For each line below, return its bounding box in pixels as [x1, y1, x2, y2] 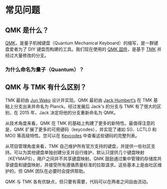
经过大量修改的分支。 [5, 53, 49, 58]
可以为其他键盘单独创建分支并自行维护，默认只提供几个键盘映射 [13, 149, 145, 155]
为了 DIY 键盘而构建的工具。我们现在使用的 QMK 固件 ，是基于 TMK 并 [18, 46, 162, 52]
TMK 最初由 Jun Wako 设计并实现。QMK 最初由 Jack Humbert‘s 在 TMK [5, 97, 153, 103]
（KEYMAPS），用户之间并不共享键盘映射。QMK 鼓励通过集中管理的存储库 [5, 155, 158, 162]
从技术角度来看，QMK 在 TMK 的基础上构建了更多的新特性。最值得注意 [5, 120, 151, 126]
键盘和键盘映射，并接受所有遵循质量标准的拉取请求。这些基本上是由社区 [9, 162, 158, 168]
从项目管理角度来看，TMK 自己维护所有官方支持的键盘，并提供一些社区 [5, 143, 152, 149]
